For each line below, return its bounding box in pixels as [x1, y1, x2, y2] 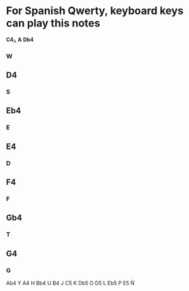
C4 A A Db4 [6, 36, 34, 45]
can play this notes [6, 16, 101, 30]
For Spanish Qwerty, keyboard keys [6, 4, 184, 18]
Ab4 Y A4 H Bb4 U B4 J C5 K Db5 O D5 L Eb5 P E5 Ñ [6, 279, 135, 286]
